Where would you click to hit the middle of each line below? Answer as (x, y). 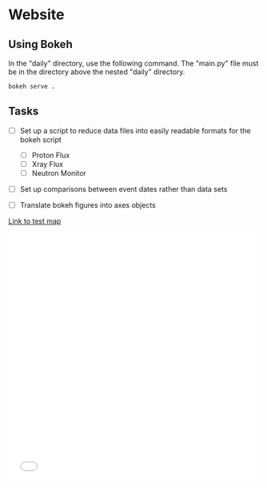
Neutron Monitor (59, 173)
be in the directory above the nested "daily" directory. (97, 72)
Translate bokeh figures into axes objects (88, 205)
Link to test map (35, 221)
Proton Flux (51, 155)
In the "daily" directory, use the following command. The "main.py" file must (133, 63)
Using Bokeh (41, 44)
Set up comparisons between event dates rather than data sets (124, 188)
